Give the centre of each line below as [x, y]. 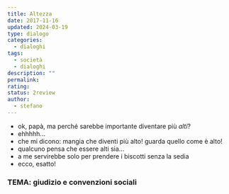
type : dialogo [28, 34]
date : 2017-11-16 [33, 21]
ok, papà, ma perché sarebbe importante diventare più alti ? [104, 126]
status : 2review [31, 93]
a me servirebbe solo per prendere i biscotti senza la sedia [103, 156]
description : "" [31, 73]
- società [28, 60]
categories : [25, 40]
